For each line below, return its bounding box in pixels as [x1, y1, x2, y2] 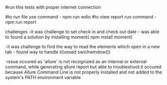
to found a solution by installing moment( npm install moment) [5, 34, 132, 40]
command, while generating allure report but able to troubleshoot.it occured [5, 64, 161, 70]
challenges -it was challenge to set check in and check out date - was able [5, 29, 159, 34]
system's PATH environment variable [5, 75, 81, 80]
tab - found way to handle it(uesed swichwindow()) [5, 49, 111, 55]
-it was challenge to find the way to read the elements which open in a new [5, 44, 160, 49]
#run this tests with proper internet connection [5, 4, 101, 10]
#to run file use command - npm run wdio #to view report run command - [5, 14, 156, 19]
